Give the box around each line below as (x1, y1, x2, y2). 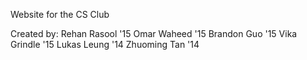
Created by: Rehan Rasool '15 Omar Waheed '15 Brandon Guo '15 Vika (10, 28, 298, 39)
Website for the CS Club (10, 9, 110, 20)
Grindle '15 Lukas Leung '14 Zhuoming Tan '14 (10, 39, 200, 50)
